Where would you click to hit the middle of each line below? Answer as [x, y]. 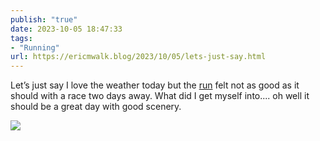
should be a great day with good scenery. [96, 107]
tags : [21, 38]
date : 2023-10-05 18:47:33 [66, 29]
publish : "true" [44, 19]
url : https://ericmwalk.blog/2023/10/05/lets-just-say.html [138, 57]
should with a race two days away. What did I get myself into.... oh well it [160, 96]
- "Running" [35, 47]
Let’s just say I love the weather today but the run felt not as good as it [155, 85]
